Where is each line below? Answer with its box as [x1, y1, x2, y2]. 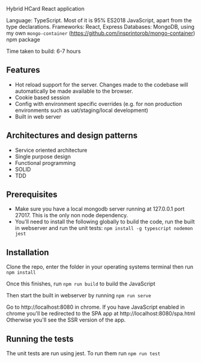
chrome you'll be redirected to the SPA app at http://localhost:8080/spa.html [6, 310, 196, 317]
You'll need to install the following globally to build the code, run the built [14, 218, 195, 225]
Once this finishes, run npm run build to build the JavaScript [6, 280, 155, 288]
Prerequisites [6, 190, 58, 200]
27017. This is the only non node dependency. [14, 212, 128, 219]
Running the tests [6, 334, 74, 344]
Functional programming [14, 159, 76, 166]
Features [6, 65, 40, 75]
